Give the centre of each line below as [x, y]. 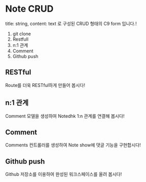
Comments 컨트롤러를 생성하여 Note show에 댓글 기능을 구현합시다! [73, 145]
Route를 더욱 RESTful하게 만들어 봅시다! [45, 85]
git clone [22, 34]
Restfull [21, 39]
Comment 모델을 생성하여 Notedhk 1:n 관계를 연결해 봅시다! [65, 116]
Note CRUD [29, 9]
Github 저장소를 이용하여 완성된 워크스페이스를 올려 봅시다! [64, 174]
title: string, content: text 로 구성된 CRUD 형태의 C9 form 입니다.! [71, 23]
